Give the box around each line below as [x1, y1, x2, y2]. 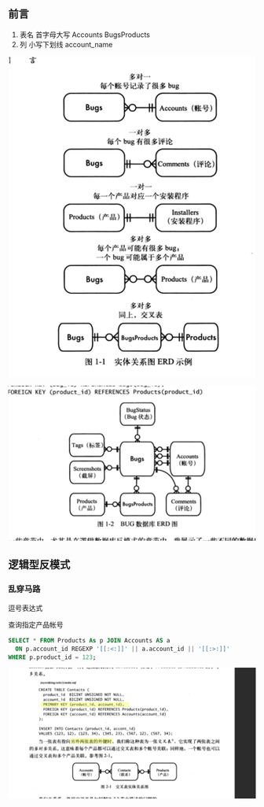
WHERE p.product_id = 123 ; [8, 653, 97, 661]
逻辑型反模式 [8, 558, 71, 572]
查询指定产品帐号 [8, 620, 64, 629]
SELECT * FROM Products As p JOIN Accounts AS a [8, 636, 170, 644]
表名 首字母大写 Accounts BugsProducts [19, 30, 151, 39]
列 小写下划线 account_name [19, 39, 113, 49]
